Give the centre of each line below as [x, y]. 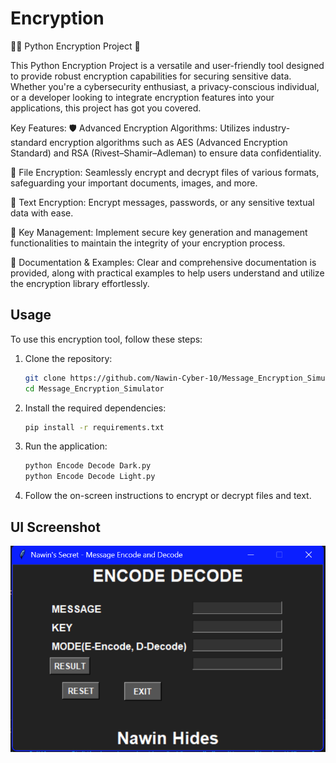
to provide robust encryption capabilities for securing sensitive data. [151, 76]
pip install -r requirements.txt [94, 427]
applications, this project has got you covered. [106, 108]
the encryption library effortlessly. [80, 283]
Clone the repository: [68, 358]
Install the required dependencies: [95, 408]
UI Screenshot [55, 527]
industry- [271, 128]
